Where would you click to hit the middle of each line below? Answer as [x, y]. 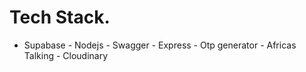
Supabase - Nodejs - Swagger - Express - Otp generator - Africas [160, 45]
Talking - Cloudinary [66, 55]
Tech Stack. [60, 17]
